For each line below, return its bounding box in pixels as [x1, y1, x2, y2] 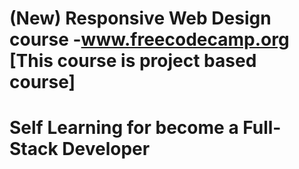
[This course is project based [9, 50, 257, 72]
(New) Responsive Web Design [9, 7, 272, 30]
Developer [62, 138, 151, 161]
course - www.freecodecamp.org [9, 28, 290, 51]
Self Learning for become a [9, 117, 239, 139]
